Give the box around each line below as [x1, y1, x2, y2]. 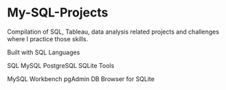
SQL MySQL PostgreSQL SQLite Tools [7, 61, 115, 69]
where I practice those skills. [7, 34, 88, 43]
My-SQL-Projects [7, 5, 109, 21]
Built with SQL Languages [7, 48, 80, 56]
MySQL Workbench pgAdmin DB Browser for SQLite [7, 74, 155, 83]
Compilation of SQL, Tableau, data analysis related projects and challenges [7, 27, 220, 36]
